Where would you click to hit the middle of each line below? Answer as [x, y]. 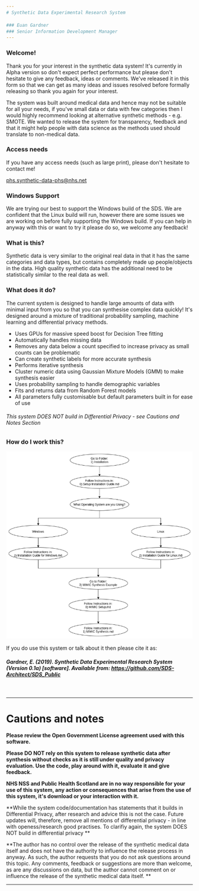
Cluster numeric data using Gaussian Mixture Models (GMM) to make [99, 371]
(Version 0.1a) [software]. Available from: [58, 668]
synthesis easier [35, 378]
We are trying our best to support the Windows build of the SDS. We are [94, 208]
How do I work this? [35, 441]
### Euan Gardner [28, 25]
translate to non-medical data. [43, 134]
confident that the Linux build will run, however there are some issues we [95, 215]
